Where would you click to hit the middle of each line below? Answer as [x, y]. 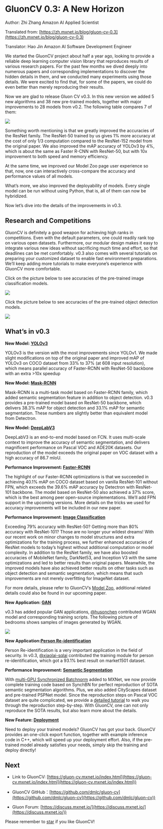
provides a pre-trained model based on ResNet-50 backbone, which [73, 402]
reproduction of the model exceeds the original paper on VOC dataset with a [81, 452]
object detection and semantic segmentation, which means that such [74, 573]
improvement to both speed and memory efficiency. [57, 156]
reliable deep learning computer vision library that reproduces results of [77, 61]
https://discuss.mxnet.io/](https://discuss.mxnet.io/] [94, 807]
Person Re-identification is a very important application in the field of [74, 650]
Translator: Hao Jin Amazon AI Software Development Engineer [68, 46]
